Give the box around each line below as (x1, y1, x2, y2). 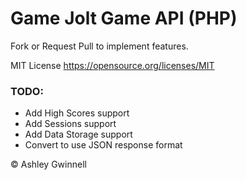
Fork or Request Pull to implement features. (10, 40, 189, 52)
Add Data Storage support (24, 128, 133, 141)
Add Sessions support (24, 118, 117, 130)
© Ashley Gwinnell (10, 158, 87, 171)
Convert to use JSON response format (24, 139, 183, 151)
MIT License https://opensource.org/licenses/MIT (10, 59, 215, 71)
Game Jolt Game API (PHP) (10, 7, 238, 30)
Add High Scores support (24, 107, 130, 119)
